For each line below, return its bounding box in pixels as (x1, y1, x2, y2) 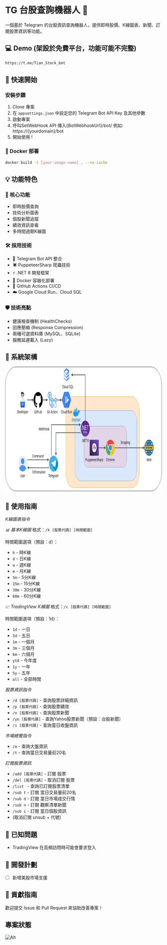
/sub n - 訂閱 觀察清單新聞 (12, 802, 67, 808)
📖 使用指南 (5, 502, 37, 510)
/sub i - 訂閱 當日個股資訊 (12, 808, 67, 814)
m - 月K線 (12, 568, 31, 574)
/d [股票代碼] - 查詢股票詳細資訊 (12, 698, 78, 704)
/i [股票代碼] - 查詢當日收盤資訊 (12, 722, 78, 728)
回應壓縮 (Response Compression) (12, 324, 83, 330)
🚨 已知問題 (5, 830, 37, 839)
